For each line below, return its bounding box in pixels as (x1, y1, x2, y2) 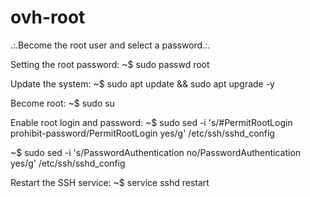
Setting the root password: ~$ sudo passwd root (10, 58, 210, 70)
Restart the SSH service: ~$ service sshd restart (10, 176, 210, 188)
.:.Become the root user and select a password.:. (10, 39, 211, 51)
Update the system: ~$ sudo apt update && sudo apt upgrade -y (10, 77, 275, 90)
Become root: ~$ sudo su (10, 97, 115, 109)
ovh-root (10, 6, 86, 29)
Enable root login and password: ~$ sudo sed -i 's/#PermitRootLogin (10, 116, 293, 128)
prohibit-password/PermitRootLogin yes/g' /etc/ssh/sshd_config (10, 127, 275, 139)
